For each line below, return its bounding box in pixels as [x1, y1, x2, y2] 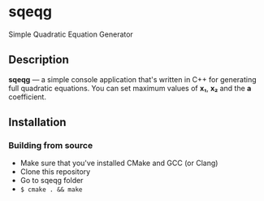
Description [8, 53, 69, 67]
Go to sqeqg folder [19, 176, 84, 186]
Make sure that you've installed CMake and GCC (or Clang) [19, 158, 219, 168]
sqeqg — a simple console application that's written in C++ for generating [8, 74, 258, 84]
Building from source [8, 140, 93, 151]
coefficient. [8, 92, 47, 102]
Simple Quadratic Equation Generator [8, 29, 134, 39]
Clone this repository [19, 167, 91, 177]
